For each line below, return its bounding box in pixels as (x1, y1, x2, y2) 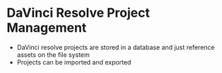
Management (6, 20, 87, 36)
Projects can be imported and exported (16, 58, 132, 66)
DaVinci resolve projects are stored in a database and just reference (16, 43, 215, 51)
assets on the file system (16, 51, 90, 59)
